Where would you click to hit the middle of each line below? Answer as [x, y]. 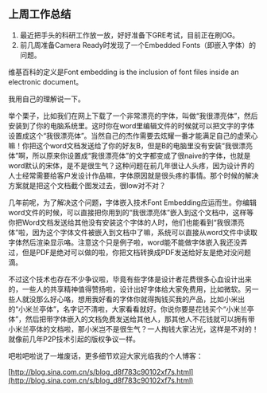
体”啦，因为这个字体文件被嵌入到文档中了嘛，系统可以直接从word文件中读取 [133, 232]
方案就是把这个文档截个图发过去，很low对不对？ [87, 185]
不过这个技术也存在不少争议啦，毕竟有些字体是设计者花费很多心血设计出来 [130, 279]
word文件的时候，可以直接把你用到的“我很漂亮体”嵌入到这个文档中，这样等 [131, 212]
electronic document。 [46, 81]
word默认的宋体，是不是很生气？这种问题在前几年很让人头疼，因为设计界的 [132, 165]
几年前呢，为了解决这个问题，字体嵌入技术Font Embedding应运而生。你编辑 [132, 202]
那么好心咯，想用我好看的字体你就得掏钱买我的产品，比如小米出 [140, 299]
